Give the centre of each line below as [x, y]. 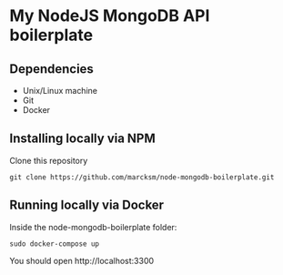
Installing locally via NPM [83, 139]
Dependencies [51, 69]
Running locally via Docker [87, 205]
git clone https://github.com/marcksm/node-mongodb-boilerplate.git [142, 177]
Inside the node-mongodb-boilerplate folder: [93, 227]
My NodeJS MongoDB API [110, 16]
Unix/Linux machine [60, 91]
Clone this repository [49, 160]
